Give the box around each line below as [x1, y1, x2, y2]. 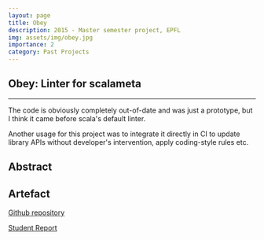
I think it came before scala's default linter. [8, 113, 146, 123]
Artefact [8, 186, 50, 201]
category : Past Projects [8, 48, 90, 56]
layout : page [8, 11, 51, 20]
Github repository [8, 208, 65, 217]
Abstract [8, 161, 53, 174]
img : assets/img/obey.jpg [8, 33, 93, 42]
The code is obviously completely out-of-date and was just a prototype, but [8, 105, 253, 115]
